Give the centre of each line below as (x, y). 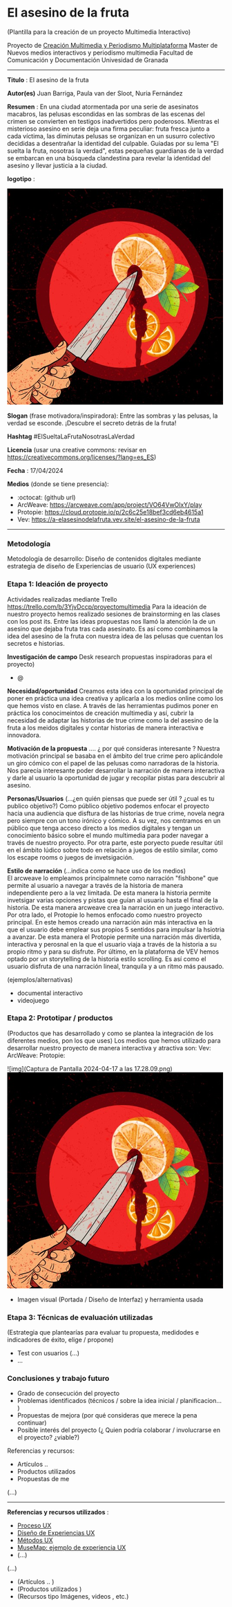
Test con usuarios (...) (48, 1353)
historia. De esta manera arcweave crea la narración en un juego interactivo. (116, 907)
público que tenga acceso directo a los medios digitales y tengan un (104, 828)
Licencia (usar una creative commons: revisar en (77, 449)
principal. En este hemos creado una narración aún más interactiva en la (110, 922)
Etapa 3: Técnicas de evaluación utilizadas (80, 1317)
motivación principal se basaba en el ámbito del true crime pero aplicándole (115, 756)
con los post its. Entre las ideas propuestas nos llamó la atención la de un (112, 621)
